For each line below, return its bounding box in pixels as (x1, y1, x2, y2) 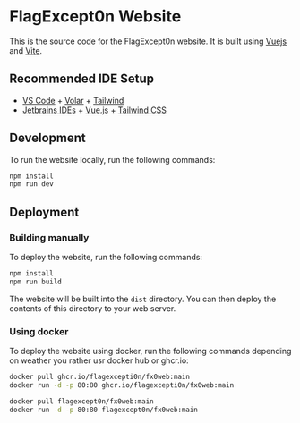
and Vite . (9, 45, 43, 55)
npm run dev (9, 180, 54, 189)
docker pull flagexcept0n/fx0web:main (9, 396, 154, 406)
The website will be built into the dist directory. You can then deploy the (9, 293, 277, 304)
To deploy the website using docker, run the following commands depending (9, 346, 292, 357)
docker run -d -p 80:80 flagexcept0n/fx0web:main (9, 405, 199, 414)
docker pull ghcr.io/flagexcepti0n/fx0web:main (9, 373, 191, 382)
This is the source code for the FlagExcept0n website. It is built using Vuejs (9, 36, 287, 47)
